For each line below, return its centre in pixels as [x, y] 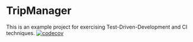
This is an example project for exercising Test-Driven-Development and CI [97, 27]
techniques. [20, 33]
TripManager [39, 11]
